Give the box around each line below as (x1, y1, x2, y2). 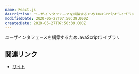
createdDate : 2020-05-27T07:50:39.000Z (5, 20, 86, 26)
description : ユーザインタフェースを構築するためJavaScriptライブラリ (5, 12, 135, 16)
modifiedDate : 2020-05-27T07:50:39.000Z (5, 16, 89, 21)
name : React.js (5, 7, 36, 12)
